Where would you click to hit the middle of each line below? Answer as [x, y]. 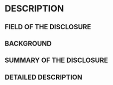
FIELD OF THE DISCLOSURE [48, 27]
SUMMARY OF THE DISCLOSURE [56, 61]
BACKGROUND [28, 43]
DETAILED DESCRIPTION [44, 77]
